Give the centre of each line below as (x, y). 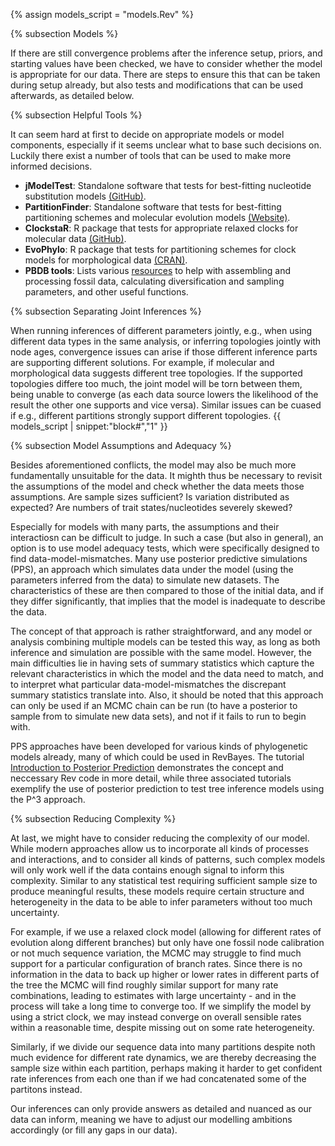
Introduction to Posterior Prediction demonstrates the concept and (147, 767)
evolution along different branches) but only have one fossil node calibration (167, 942)
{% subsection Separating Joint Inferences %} (106, 311)
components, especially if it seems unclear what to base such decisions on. (166, 145)
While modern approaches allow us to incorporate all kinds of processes (159, 848)
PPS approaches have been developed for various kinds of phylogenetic (159, 746)
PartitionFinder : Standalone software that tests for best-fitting (153, 207)
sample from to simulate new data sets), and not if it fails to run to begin (158, 716)
